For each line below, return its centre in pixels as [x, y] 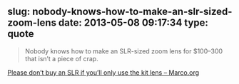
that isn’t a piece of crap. [61, 58]
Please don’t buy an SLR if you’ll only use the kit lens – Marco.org [103, 72]
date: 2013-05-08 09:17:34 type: [133, 23]
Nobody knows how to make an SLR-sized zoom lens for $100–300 [124, 51]
